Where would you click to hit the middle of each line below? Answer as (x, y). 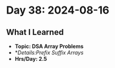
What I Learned (35, 32)
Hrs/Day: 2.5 (31, 59)
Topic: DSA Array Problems (49, 46)
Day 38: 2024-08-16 (58, 10)
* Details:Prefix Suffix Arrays (49, 53)
